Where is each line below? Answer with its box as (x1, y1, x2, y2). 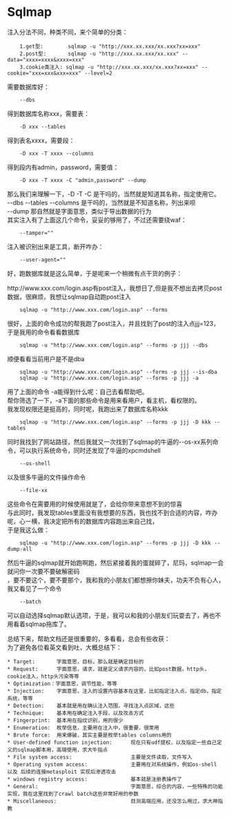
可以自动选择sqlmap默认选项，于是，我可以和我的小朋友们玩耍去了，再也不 (7, 611, 222, 619)
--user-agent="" (19, 256, 67, 263)
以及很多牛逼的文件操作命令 (7, 473, 86, 481)
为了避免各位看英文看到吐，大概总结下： (7, 643, 122, 651)
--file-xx (19, 486, 48, 494)
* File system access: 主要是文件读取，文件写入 (7, 754, 193, 761)
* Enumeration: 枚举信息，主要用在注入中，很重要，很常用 (7, 724, 160, 731)
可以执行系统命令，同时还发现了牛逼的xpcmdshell (19, 446, 161, 455)
